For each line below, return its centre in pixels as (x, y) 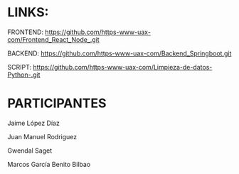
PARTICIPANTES (57, 103)
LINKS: (28, 12)
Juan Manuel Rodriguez (42, 136)
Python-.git (24, 75)
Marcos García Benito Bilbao (49, 164)
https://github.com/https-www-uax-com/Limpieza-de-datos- (123, 67)
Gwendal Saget (30, 151)
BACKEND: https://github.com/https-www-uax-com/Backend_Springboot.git (119, 53)
